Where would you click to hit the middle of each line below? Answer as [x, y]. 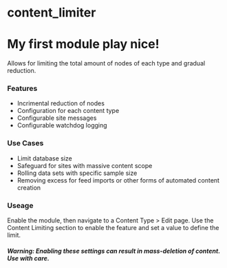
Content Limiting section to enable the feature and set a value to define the [113, 228]
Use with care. [28, 258]
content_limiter [52, 13]
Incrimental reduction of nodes [61, 103]
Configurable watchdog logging [62, 125]
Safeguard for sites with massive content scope [85, 165]
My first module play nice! [83, 44]
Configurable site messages [57, 118]
